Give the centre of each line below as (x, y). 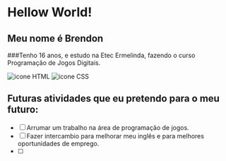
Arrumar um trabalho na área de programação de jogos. (108, 127)
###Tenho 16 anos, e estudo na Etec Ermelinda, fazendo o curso (101, 55)
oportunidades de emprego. (58, 143)
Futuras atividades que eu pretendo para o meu (114, 99)
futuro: (23, 110)
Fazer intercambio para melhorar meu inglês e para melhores (115, 136)
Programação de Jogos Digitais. (54, 63)
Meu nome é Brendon (55, 38)
